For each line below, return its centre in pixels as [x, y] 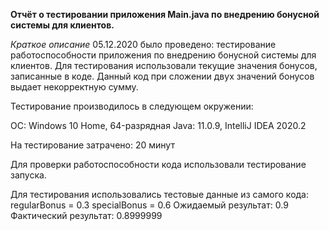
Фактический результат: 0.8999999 [86, 215]
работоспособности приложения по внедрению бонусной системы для [163, 55]
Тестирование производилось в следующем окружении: [132, 106]
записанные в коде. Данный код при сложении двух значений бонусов [162, 76]
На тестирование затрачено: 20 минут [92, 145]
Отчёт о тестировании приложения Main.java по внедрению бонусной [165, 14]
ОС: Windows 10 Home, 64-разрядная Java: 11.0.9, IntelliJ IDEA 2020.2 [158, 125]
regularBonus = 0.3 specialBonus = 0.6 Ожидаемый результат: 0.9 [149, 205]
